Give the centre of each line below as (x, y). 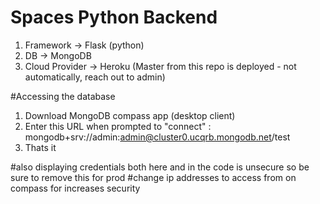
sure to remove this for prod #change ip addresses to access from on (153, 177)
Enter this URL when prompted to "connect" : (118, 126)
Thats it (40, 147)
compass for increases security (75, 188)
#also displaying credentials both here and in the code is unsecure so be (160, 167)
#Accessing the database (63, 96)
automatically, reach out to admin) (95, 77)
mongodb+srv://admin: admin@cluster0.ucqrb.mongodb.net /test (157, 137)
